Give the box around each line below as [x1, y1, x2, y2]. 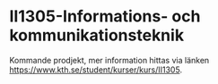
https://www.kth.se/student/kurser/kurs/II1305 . [9, 64, 182, 75]
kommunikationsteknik [9, 25, 185, 46]
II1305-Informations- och [9, 6, 201, 27]
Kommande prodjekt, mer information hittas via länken [9, 55, 210, 65]
